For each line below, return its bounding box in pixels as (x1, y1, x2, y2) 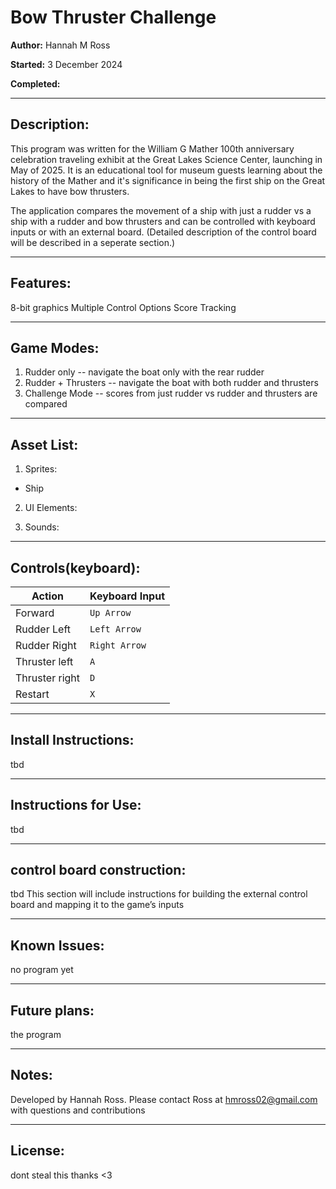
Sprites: (24, 463, 58, 475)
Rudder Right (15, 639, 77, 652)
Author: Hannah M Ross (10, 39, 111, 51)
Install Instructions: (10, 732, 135, 749)
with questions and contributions (10, 1104, 146, 1116)
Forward (15, 606, 55, 620)
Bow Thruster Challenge (10, 6, 217, 29)
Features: (10, 275, 72, 292)
